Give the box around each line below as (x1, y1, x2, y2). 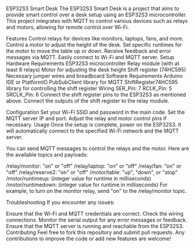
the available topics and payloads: (6, 151, 88, 158)
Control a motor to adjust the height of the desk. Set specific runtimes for (6, 41, 182, 48)
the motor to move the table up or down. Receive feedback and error (6, 47, 171, 55)
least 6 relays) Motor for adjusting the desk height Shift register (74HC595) (6, 66, 186, 73)
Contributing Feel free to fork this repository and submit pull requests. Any (6, 229, 185, 236)
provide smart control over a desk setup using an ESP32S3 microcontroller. (6, 11, 187, 18)
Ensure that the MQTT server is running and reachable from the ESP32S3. (6, 223, 184, 229)
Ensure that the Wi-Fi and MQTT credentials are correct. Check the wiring (6, 210, 184, 217)
